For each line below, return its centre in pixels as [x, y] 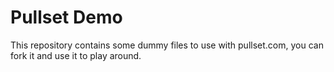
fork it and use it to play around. [76, 55]
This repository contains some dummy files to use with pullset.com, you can [167, 45]
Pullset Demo [66, 17]
